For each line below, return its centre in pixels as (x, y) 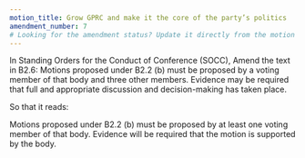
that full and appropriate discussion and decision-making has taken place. (148, 89)
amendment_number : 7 (49, 26)
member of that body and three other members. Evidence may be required (149, 80)
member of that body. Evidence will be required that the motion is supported (152, 134)
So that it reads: (39, 107)
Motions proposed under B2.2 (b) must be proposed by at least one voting (149, 124)
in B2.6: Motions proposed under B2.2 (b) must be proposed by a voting (144, 70)
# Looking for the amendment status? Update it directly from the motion (152, 35)
